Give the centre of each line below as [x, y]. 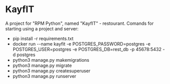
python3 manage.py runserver [44, 76]
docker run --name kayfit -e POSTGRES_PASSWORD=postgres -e [81, 44]
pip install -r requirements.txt [43, 38]
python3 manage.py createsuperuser [51, 71]
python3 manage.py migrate [42, 65]
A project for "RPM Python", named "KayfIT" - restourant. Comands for [79, 23]
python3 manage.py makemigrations [51, 60]
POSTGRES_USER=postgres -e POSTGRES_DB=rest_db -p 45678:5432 [87, 49]
